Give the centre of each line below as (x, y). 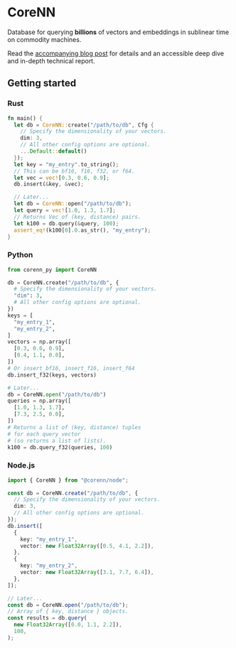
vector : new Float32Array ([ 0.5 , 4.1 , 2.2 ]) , (87, 546)
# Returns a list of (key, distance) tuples (74, 427)
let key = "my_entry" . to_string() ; (66, 164)
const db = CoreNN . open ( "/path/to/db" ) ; (68, 605)
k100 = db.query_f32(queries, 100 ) (60, 447)
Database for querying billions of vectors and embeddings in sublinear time (118, 32)
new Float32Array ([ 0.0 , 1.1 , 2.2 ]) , (68, 625)
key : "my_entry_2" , (49, 566)
